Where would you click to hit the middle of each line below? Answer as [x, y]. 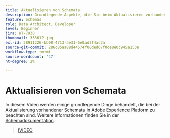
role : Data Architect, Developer [40, 24]
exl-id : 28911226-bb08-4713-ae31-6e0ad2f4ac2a [55, 43]
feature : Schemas [24, 19]
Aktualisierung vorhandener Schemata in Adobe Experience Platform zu [80, 110]
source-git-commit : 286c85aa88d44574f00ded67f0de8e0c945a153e [72, 47]
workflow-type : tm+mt [28, 52]
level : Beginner [22, 29]
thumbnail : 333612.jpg [29, 38]
